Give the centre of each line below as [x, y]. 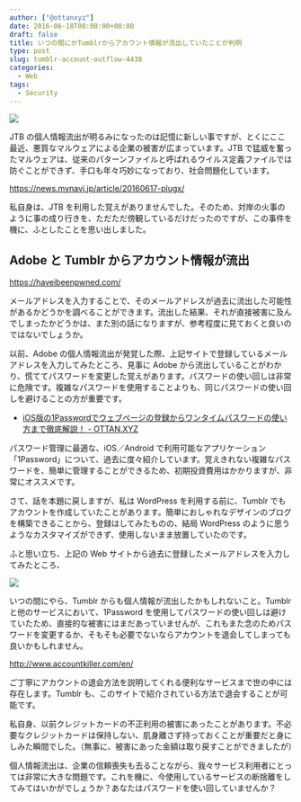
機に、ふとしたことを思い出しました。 [80, 229]
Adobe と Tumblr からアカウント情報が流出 [129, 260]
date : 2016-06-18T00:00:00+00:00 [72, 26]
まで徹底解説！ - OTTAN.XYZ [84, 429]
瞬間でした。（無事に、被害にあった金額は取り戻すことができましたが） [164, 746]
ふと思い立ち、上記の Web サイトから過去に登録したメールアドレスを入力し [150, 554]
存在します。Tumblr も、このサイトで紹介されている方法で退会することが [145, 694]
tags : [19, 85]
